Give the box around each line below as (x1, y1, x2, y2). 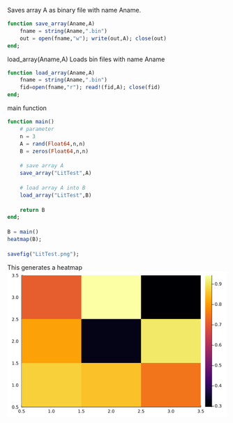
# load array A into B (20, 184, 86, 191)
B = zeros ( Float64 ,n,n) (20, 148, 89, 155)
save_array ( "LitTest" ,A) (20, 170, 92, 177)
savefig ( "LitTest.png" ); (7, 250, 80, 257)
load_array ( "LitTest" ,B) (20, 192, 92, 199)
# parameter (20, 125, 54, 132)
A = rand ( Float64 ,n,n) (20, 140, 86, 147)
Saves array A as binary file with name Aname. (7, 6, 142, 14)
